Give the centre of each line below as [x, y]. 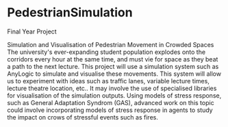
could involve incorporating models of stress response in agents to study [110, 110]
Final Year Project [32, 31]
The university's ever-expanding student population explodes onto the [106, 52]
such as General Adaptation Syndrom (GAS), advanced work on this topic [111, 102]
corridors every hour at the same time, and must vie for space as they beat [113, 59]
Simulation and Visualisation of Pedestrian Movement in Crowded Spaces [111, 44]
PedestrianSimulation [70, 13]
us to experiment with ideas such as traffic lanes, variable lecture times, [109, 81]
